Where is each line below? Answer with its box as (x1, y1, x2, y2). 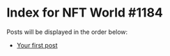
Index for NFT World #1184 (6, 5, 163, 21)
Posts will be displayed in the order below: (6, 28, 128, 36)
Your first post (16, 41, 58, 49)
